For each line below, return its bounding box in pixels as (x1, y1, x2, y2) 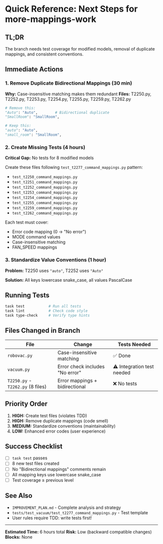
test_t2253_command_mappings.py (12, 190, 78, 195)
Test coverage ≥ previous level (12, 477, 74, 483)
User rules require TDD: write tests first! (12, 515, 92, 521)
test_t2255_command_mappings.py (12, 200, 78, 205)
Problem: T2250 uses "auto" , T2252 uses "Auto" (5, 268, 103, 273)
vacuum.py (7, 366, 30, 372)
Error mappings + (57, 377, 98, 384)
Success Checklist (5, 442, 63, 451)
